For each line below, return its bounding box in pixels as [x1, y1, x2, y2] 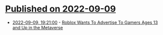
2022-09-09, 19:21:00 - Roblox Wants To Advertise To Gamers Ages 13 [12, 19, 158, 25]
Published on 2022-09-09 [5, 3, 116, 15]
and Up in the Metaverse [12, 24, 63, 30]
